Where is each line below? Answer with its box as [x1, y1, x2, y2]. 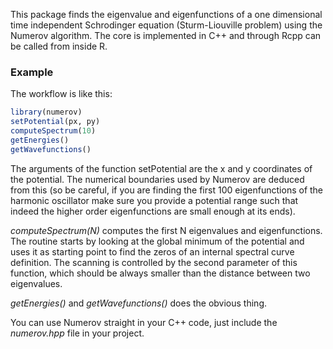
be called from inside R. [10, 40, 108, 52]
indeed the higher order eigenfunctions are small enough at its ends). [10, 205, 296, 217]
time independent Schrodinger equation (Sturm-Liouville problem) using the [10, 19, 323, 31]
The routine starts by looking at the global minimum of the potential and [10, 235, 305, 247]
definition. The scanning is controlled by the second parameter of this [10, 256, 298, 268]
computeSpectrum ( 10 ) [10, 126, 97, 136]
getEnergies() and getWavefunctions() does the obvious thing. [10, 297, 268, 309]
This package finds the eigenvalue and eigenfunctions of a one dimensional [10, 9, 323, 20]
